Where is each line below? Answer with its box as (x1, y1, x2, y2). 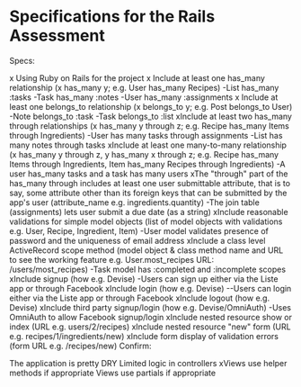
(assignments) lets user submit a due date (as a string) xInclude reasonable (9, 206, 289, 217)
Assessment (9, 25, 105, 46)
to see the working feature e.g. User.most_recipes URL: (9, 254, 214, 265)
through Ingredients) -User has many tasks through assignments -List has (9, 130, 283, 140)
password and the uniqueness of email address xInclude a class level (9, 235, 266, 246)
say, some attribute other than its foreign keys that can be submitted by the (9, 187, 288, 198)
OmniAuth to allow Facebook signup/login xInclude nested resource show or (9, 311, 292, 322)
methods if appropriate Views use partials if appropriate (9, 367, 217, 378)
